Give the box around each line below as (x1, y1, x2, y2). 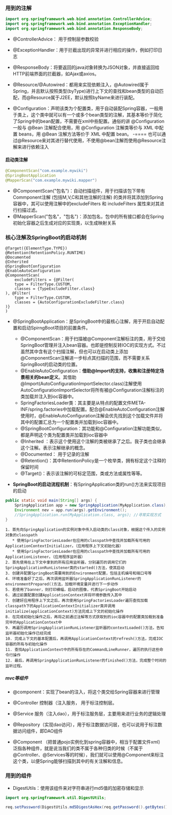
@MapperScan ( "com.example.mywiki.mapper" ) (5, 178, 97, 183)
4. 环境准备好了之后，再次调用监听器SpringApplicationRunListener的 (5, 576, 142, 581)
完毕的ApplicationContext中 (5, 620, 62, 625)
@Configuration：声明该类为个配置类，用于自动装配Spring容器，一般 (12, 105, 159, 111)
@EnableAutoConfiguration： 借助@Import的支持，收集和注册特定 (20, 368, 160, 374)
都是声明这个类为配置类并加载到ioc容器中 (20, 432, 108, 438)
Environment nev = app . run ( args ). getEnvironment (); (14, 507, 127, 513)
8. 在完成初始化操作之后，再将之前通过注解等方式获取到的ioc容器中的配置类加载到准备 (5, 614, 164, 619)
